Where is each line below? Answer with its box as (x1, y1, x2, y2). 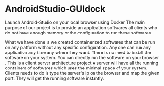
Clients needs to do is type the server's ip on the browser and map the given (5, 70, 160, 76)
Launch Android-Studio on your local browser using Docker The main (5, 19, 145, 25)
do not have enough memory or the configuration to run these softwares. (5, 30, 153, 35)
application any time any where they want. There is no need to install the (5, 50, 152, 55)
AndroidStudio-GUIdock (5, 3, 106, 15)
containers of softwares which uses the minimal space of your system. (5, 65, 148, 71)
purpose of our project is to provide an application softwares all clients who (5, 24, 158, 30)
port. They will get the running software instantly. (5, 75, 104, 81)
